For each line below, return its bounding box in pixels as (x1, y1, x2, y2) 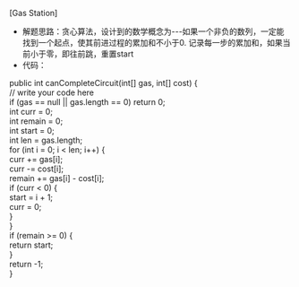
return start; (9, 239, 54, 250)
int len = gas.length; (9, 135, 83, 145)
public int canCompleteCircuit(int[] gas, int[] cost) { (9, 78, 199, 88)
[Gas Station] (9, 8, 58, 18)
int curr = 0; (9, 107, 54, 117)
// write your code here (9, 87, 95, 98)
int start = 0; (9, 126, 56, 135)
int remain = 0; (9, 116, 64, 126)
